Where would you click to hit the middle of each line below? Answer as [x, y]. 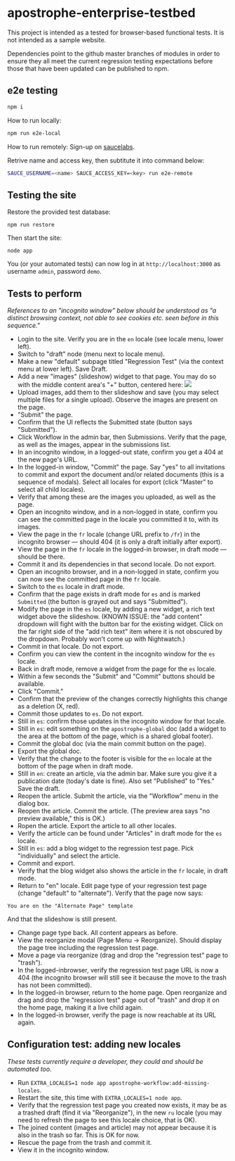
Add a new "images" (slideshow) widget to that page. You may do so [117, 376]
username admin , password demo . [54, 272]
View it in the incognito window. [63, 1150]
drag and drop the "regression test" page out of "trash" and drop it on [118, 1000]
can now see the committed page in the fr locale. [89, 579]
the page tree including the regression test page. [88, 947]
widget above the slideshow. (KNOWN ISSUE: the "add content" [110, 616]
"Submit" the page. [45, 414]
